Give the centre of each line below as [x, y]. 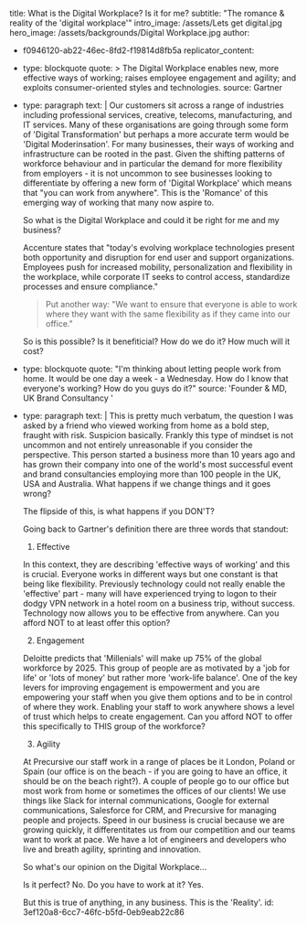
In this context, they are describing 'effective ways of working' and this [156, 565]
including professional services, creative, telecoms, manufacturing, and [157, 115]
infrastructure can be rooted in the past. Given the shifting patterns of [153, 154]
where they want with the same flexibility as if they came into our [168, 314]
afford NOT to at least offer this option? [96, 623]
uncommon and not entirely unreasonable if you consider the [138, 445]
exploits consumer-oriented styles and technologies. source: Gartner [153, 87]
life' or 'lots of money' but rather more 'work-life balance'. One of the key [160, 678]
